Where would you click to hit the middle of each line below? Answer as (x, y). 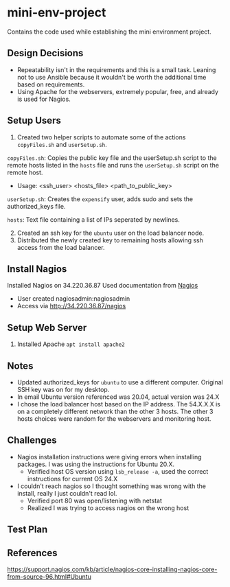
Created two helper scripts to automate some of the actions (101, 137)
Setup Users (34, 120)
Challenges (32, 440)
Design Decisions (45, 53)
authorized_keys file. (36, 206)
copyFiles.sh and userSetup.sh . (62, 144)
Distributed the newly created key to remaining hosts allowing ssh (110, 240)
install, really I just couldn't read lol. (67, 493)
